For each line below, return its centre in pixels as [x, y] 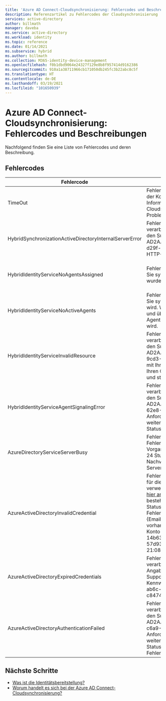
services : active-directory [34, 19]
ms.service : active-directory [36, 33]
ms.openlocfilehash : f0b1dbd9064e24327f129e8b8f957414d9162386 [72, 65]
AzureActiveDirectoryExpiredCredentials [55, 577]
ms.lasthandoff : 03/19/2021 [34, 83]
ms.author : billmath [26, 56]
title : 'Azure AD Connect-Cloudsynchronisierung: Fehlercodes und [75, 10]
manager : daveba [22, 28]
